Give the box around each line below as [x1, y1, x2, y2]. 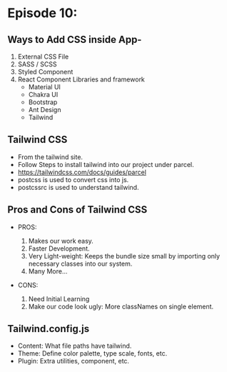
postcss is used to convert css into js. [17, 175, 129, 184]
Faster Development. [28, 244, 90, 253]
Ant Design [28, 106, 61, 114]
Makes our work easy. [28, 236, 94, 245]
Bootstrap [28, 98, 58, 106]
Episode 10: [7, 5, 78, 21]
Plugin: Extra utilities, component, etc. [17, 357, 130, 366]
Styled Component [17, 68, 74, 76]
